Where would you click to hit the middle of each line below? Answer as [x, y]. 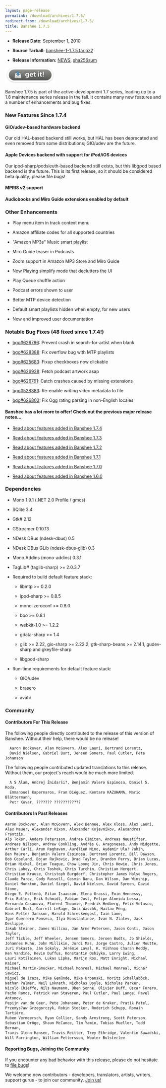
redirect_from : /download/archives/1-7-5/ [50, 21]
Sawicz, [13, 973]
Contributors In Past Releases [36, 813]
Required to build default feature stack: [52, 577]
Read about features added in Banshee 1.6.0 [57, 476]
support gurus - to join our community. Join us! [53, 1080]
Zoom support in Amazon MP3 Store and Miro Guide [66, 261]
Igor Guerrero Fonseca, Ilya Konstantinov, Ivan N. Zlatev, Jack [74, 919]
